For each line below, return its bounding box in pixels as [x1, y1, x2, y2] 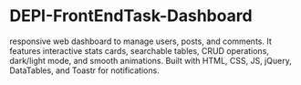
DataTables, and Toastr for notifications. [9, 65, 160, 76]
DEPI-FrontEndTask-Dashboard [9, 5, 253, 27]
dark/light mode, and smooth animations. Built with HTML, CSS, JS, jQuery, [9, 55, 292, 66]
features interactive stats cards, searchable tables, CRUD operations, [9, 45, 269, 56]
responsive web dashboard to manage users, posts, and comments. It [9, 36, 272, 47]
